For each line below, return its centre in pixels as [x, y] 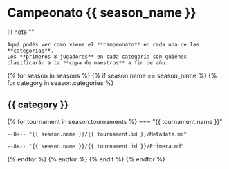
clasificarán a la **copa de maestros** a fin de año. [88, 63]
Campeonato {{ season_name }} [102, 13]
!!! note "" [21, 32]
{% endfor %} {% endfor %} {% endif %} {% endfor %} [86, 159]
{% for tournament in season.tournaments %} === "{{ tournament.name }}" [115, 121]
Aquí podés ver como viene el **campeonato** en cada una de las [103, 44]
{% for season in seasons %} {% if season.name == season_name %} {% [112, 75]
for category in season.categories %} [61, 83]
